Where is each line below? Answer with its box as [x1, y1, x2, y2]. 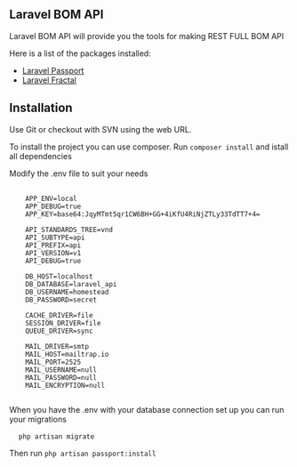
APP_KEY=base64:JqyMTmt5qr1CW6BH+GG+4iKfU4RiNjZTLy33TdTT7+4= [25, 209, 261, 219]
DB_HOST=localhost [25, 271, 93, 281]
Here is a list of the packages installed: [9, 48, 151, 59]
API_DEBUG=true [25, 256, 82, 265]
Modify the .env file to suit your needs [9, 168, 148, 179]
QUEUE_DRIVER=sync [25, 326, 93, 335]
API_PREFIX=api [25, 240, 82, 250]
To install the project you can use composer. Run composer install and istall [9, 141, 289, 152]
